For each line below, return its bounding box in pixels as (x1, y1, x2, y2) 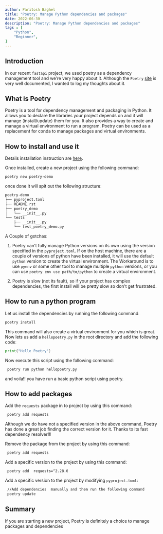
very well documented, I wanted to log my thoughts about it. (5, 80, 126, 86)
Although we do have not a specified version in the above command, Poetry (5, 421, 157, 427)
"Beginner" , (14, 35, 38, 40)
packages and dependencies (5, 523, 63, 529)
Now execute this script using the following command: (5, 357, 114, 363)
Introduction (5, 57, 44, 65)
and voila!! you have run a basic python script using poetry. (5, 376, 124, 382)
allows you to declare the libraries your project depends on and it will (5, 113, 144, 119)
